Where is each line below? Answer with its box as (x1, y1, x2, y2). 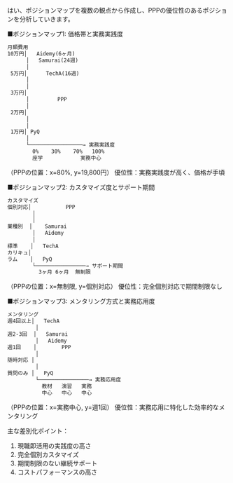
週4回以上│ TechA (7, 318, 60, 325)
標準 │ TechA (7, 243, 59, 250)
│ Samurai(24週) (25, 57, 79, 64)
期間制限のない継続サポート (17, 458, 98, 468)
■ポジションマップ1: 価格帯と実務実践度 (7, 30, 124, 38)
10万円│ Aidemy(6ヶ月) (7, 50, 76, 57)
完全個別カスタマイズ (17, 450, 79, 458)
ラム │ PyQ (7, 255, 52, 263)
